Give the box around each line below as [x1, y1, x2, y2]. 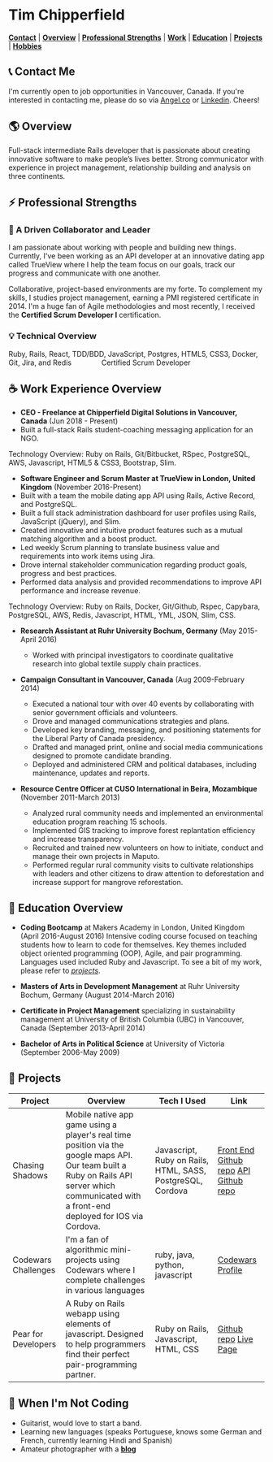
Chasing [12, 1160, 45, 1171]
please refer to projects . [19, 965, 101, 976]
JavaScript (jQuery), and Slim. [19, 517, 122, 527]
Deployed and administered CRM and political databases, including [32, 760, 258, 770]
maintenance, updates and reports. [32, 768, 150, 778]
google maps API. [65, 1149, 133, 1160]
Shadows [12, 1169, 49, 1181]
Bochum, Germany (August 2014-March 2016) [19, 990, 175, 1000]
